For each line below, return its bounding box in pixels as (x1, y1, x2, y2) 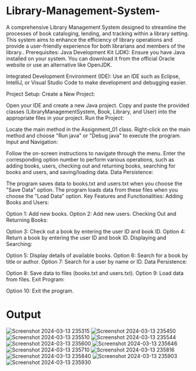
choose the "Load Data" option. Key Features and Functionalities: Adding (6, 192, 183, 199)
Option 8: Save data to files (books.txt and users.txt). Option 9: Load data (6, 270, 184, 277)
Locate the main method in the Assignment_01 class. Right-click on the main (6, 126, 191, 133)
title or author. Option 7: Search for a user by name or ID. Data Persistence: (6, 258, 187, 265)
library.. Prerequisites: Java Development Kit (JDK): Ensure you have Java (6, 48, 185, 55)
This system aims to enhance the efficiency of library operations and (6, 36, 172, 43)
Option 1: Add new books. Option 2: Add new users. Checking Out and (6, 210, 177, 217)
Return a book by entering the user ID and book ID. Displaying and (6, 234, 167, 241)
